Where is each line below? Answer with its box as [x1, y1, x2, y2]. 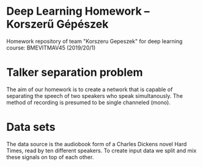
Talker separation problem [6, 65, 143, 80]
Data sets [6, 121, 56, 134]
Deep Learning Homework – [6, 4, 150, 18]
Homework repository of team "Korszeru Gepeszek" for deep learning [6, 37, 183, 45]
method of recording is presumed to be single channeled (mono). [6, 98, 171, 106]
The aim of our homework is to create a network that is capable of [6, 86, 173, 93]
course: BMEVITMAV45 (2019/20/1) [6, 44, 96, 51]
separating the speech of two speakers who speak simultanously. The [6, 92, 183, 99]
